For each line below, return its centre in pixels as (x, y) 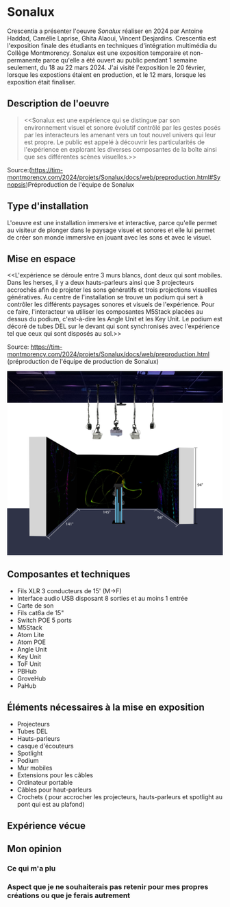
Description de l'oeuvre (58, 104)
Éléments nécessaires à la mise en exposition (106, 708)
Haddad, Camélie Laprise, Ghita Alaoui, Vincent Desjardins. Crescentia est (112, 38)
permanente (24, 60)
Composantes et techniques (69, 574)
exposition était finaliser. (41, 82)
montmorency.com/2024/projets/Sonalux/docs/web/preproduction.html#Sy (114, 177)
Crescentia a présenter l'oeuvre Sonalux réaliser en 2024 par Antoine (105, 31)
